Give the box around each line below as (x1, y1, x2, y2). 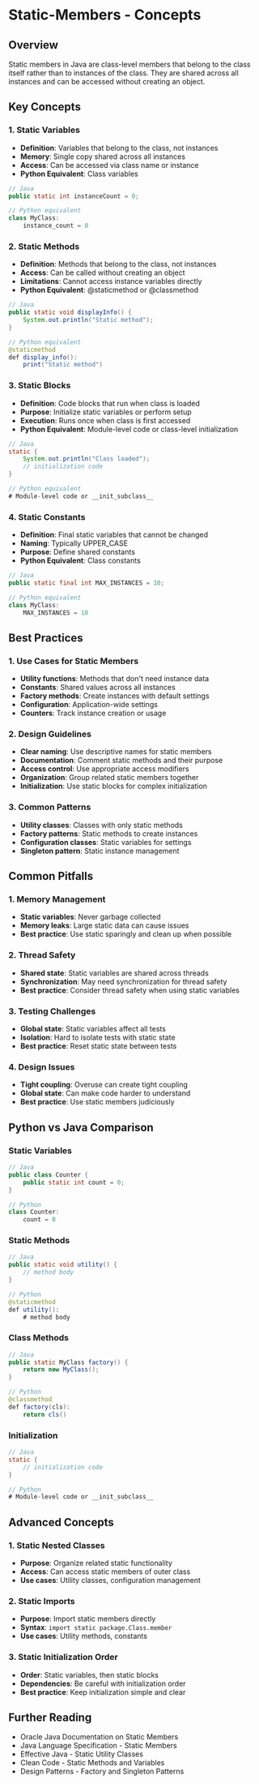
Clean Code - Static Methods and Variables (19, 1758, 165, 1768)
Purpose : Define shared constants (19, 547, 136, 557)
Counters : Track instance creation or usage (19, 708, 167, 718)
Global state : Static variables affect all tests (19, 1024, 166, 1034)
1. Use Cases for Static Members (8, 655, 139, 667)
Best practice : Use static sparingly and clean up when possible (19, 929, 232, 939)
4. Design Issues (8, 1061, 75, 1072)
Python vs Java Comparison (8, 1121, 154, 1134)
